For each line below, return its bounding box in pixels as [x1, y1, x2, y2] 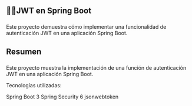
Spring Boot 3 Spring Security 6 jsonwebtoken [6, 93, 119, 100]
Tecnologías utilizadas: [6, 81, 62, 88]
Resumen [6, 46, 42, 56]
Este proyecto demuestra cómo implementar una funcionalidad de [6, 23, 167, 30]
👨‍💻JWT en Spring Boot [6, 6, 92, 16]
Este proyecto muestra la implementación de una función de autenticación [6, 64, 187, 71]
